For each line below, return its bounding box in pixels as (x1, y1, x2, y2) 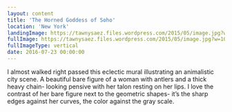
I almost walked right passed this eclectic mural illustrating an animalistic (7, 67, 214, 76)
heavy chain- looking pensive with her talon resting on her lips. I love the (7, 82, 214, 91)
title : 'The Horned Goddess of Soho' (7, 17, 116, 24)
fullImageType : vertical (7, 42, 79, 49)
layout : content (7, 10, 54, 17)
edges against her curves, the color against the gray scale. (7, 97, 175, 105)
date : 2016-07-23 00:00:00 (7, 49, 85, 56)
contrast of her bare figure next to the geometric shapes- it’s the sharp (7, 89, 209, 97)
